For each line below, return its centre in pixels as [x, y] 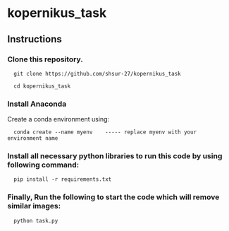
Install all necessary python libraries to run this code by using [115, 156]
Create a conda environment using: [58, 119]
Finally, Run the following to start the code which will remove [113, 197]
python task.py [36, 220]
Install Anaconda [37, 104]
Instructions [35, 39]
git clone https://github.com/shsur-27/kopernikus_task [97, 73]
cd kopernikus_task [42, 86]
